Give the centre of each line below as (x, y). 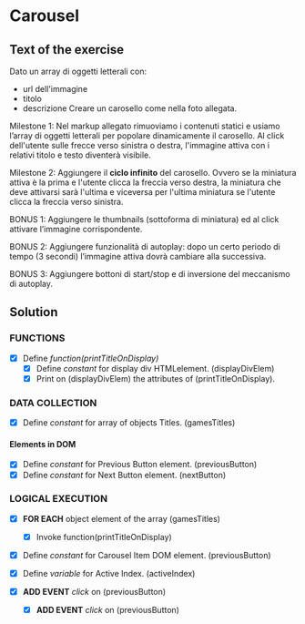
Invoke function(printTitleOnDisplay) (104, 537)
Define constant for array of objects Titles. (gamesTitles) (129, 423)
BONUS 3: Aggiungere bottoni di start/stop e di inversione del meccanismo (150, 274)
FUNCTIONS (37, 338)
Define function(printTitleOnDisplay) (91, 358)
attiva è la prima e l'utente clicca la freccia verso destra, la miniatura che (145, 182)
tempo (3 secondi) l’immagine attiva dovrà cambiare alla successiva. (138, 256)
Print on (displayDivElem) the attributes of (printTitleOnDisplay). (156, 378)
